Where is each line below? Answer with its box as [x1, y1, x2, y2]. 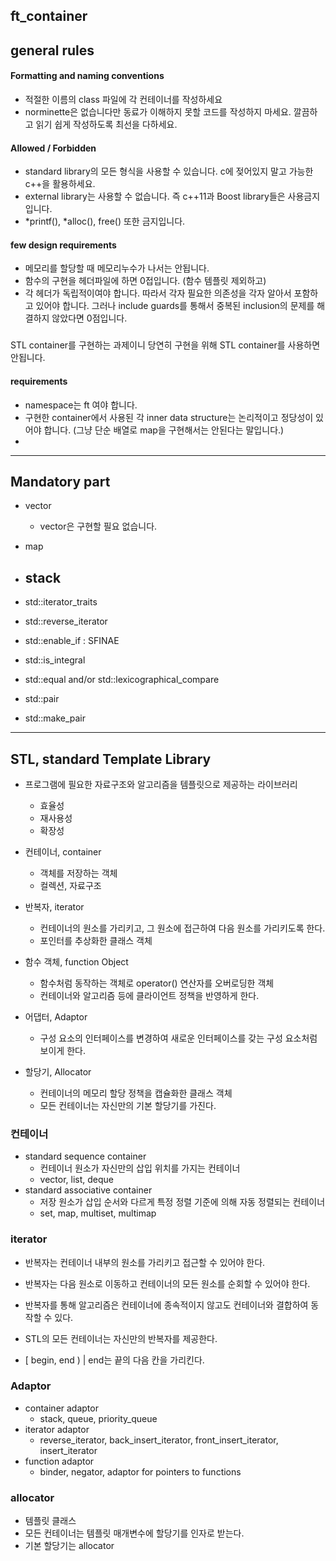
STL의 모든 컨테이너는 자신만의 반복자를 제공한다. [24, 1332, 218, 1344]
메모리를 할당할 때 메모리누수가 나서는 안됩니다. [24, 262, 210, 274]
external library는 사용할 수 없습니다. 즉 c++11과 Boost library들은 [24, 190, 286, 203]
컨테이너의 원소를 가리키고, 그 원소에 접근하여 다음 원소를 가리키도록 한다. [39, 922, 326, 934]
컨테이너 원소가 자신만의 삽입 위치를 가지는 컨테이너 [39, 1162, 241, 1174]
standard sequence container [24, 1150, 147, 1163]
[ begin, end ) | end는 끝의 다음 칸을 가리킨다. [24, 1354, 205, 1366]
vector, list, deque [39, 1174, 115, 1186]
